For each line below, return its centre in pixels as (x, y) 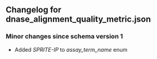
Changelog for (33, 10)
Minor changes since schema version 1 (64, 37)
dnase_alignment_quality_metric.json (78, 20)
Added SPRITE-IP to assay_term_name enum (71, 49)
